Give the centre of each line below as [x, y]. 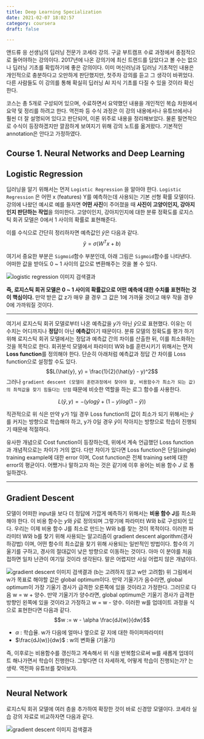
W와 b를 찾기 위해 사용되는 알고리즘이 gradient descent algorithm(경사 [107, 536]
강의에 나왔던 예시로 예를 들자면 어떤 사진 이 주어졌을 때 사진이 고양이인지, [93, 205]
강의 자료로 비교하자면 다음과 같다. [53, 716]
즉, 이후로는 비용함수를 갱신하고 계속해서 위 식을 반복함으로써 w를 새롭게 [92, 653]
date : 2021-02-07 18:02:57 [40, 18]
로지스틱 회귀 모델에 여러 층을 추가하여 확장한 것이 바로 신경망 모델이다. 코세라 [99, 709]
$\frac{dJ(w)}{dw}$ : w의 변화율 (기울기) [65, 640]
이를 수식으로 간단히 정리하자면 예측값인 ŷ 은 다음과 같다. [73, 233]
